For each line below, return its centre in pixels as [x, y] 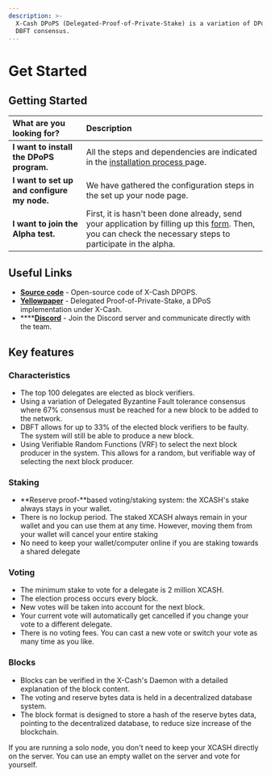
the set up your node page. [137, 196]
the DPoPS [33, 157]
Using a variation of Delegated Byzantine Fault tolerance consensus [133, 401]
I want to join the [45, 224]
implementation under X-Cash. [71, 310]
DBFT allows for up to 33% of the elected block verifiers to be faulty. [134, 427]
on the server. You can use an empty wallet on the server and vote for [124, 756]
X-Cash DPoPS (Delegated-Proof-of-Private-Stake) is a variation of [133, 23]
